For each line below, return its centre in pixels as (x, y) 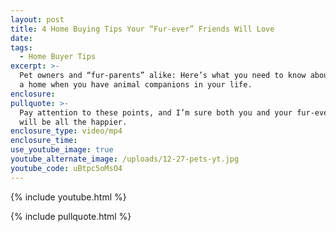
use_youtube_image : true (62, 150)
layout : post (37, 19)
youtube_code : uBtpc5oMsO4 (66, 168)
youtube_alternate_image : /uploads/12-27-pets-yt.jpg (125, 159)
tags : (21, 47)
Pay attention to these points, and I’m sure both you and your (156, 112)
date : (21, 38)
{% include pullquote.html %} (71, 216)
